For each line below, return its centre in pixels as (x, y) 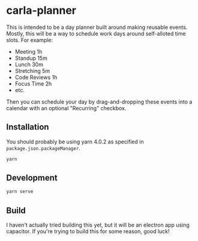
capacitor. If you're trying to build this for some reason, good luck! (88, 231)
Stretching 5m (32, 70)
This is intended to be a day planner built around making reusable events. (97, 27)
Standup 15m (31, 58)
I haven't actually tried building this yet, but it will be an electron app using (98, 225)
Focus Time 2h (33, 83)
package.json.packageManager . (43, 148)
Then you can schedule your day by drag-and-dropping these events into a (99, 102)
